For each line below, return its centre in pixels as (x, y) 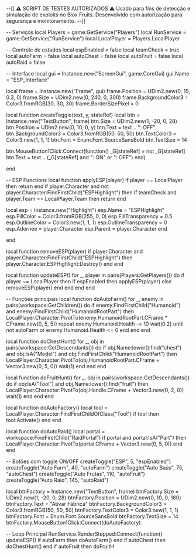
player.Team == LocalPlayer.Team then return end (66, 199)
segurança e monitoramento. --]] (46, 21)
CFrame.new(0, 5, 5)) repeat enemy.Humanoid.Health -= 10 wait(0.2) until (95, 324)
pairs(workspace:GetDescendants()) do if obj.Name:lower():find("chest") (94, 347)
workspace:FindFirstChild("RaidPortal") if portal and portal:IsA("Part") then (96, 438)
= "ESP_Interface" (28, 80)
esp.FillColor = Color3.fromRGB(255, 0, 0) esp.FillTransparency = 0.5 (89, 216)
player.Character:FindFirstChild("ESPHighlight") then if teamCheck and (91, 192)
